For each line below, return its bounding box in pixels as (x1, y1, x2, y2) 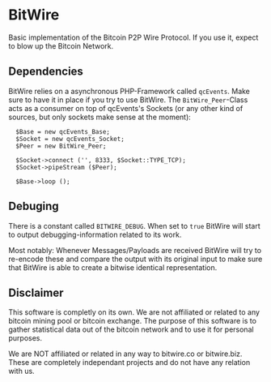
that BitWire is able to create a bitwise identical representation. (8, 262, 218, 273)
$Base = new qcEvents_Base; (15, 127, 111, 135)
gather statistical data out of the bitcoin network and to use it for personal (8, 324, 254, 334)
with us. (8, 367, 35, 376)
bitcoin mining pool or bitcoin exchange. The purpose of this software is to (8, 316, 257, 326)
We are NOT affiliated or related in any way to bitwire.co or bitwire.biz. (8, 349, 243, 358)
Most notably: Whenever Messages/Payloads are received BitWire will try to (8, 245, 261, 255)
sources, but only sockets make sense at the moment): (8, 112, 192, 122)
